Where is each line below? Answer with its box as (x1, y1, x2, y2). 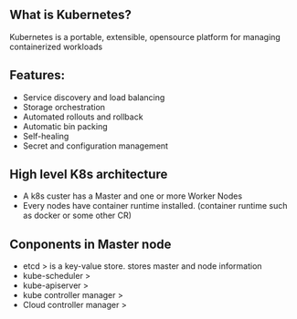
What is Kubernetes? (9, 7, 133, 23)
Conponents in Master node (9, 236, 172, 252)
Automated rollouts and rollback (22, 111, 143, 122)
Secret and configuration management (22, 140, 169, 151)
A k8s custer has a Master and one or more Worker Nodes (22, 190, 243, 201)
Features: (9, 67, 66, 83)
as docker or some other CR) (22, 210, 133, 221)
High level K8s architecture (9, 167, 168, 182)
